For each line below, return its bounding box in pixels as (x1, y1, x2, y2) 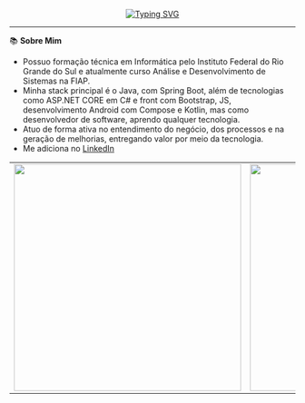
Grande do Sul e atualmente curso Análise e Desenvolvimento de (22, 66, 266, 76)
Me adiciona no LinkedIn (22, 143, 115, 153)
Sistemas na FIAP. (22, 75, 91, 86)
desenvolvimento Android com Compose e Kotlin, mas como (22, 104, 250, 115)
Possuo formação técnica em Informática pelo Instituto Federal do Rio (22, 56, 284, 67)
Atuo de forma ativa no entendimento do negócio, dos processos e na (22, 123, 284, 134)
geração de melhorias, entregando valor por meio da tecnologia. (22, 133, 264, 144)
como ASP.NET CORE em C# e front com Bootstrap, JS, (22, 95, 231, 105)
